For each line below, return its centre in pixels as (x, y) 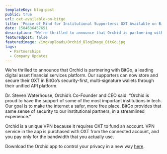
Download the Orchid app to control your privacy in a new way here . (75, 147)
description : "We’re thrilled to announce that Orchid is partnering (79, 33)
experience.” (18, 117)
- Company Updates (29, 56)
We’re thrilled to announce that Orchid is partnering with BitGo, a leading (80, 70)
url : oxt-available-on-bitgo (35, 19)
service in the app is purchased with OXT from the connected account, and (82, 132)
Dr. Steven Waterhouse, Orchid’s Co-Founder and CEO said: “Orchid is (77, 95)
